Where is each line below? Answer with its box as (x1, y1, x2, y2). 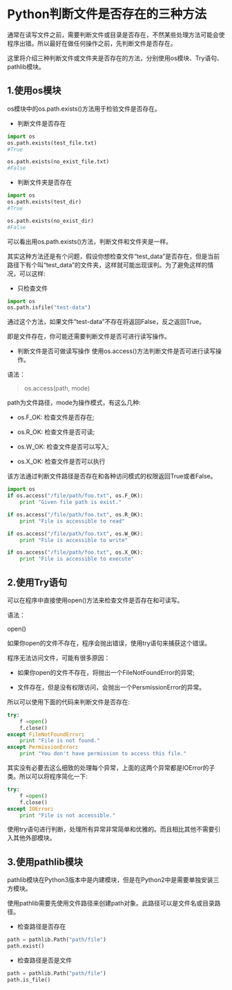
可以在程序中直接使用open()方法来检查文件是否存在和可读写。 (7, 596, 184, 604)
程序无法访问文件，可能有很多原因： (7, 654, 110, 662)
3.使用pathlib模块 (7, 856, 84, 867)
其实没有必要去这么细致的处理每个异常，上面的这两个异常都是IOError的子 (7, 764, 215, 772)
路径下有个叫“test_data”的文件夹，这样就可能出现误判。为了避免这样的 (7, 260, 208, 269)
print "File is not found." (19, 737, 100, 744)
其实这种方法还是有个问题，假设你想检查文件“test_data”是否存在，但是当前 (7, 252, 220, 260)
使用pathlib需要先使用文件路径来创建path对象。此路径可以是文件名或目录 (7, 899, 215, 908)
